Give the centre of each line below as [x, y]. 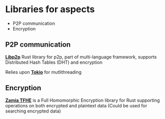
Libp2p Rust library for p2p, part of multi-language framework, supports [81, 57]
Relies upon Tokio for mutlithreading [44, 72]
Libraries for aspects [50, 9]
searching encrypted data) [33, 111]
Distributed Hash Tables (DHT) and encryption [54, 62]
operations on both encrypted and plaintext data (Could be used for [76, 105]
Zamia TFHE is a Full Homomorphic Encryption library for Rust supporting [83, 100]
